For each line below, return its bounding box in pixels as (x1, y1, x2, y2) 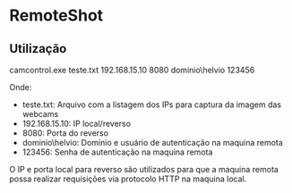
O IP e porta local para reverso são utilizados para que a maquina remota (9, 164, 279, 174)
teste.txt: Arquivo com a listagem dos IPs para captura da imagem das (21, 99, 282, 110)
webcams (21, 109, 59, 119)
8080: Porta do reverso (21, 128, 109, 138)
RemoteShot (9, 5, 104, 26)
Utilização (9, 41, 67, 56)
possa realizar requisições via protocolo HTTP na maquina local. (9, 173, 247, 184)
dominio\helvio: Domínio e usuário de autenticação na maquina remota (21, 138, 284, 147)
